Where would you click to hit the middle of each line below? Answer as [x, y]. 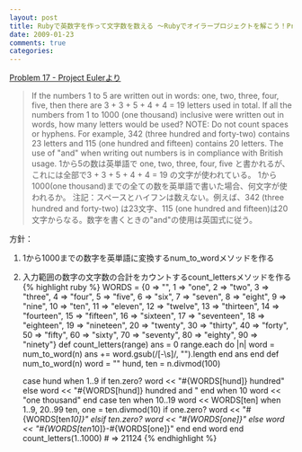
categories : [31, 51]
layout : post [34, 18]
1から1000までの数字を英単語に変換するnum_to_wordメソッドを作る [148, 258]
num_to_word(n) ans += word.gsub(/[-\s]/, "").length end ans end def [151, 354]
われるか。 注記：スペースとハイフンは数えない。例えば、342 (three [158, 198]
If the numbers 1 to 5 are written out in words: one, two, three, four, [155, 96]
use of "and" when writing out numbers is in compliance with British [157, 153]
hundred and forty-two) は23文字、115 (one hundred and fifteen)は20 [160, 208]
